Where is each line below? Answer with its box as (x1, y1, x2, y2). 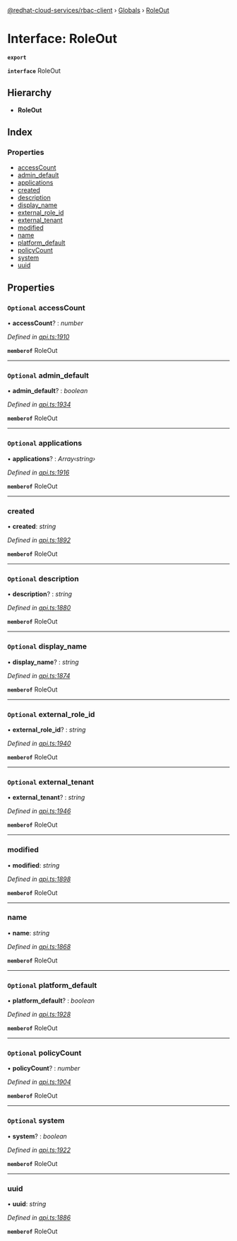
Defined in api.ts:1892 (7, 536, 71, 544)
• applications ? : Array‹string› (7, 454, 96, 462)
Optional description (7, 573, 79, 583)
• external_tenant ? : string (7, 793, 85, 802)
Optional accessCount (7, 303, 86, 313)
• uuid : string (7, 1199, 47, 1208)
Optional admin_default (7, 371, 90, 380)
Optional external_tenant (7, 777, 94, 787)
